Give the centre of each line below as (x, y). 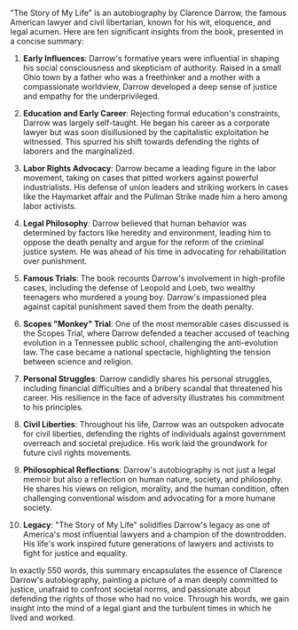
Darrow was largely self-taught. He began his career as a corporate (146, 123)
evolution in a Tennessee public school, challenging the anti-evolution (150, 343)
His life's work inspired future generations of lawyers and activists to (148, 544)
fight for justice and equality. (75, 553)
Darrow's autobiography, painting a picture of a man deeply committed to (144, 580)
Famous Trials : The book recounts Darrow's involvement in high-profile (154, 278)
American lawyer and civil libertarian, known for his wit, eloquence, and (141, 22)
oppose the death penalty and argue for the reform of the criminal (143, 242)
